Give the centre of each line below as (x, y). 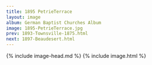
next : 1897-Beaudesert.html (41, 39)
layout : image (24, 17)
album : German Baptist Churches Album (54, 22)
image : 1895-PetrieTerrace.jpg (44, 28)
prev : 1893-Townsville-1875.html (47, 34)
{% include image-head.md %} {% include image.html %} (76, 56)
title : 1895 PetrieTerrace (39, 12)
